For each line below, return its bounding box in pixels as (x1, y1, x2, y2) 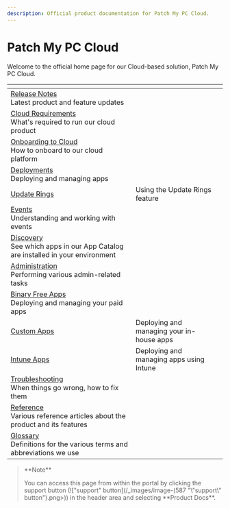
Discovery (10, 232, 43, 242)
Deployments (10, 165, 53, 175)
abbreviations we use (10, 448, 79, 457)
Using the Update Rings (136, 184, 212, 194)
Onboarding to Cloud (10, 136, 78, 146)
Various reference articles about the (10, 411, 127, 420)
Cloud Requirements (10, 108, 77, 118)
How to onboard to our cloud (10, 145, 103, 155)
